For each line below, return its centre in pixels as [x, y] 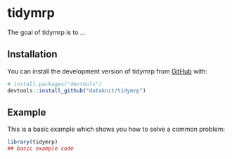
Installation [32, 54]
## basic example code [40, 148]
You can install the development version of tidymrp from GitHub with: [108, 71]
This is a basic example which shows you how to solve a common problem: [116, 129]
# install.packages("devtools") [54, 84]
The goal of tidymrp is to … [46, 32]
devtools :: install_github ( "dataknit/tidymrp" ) [77, 90]
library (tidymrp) [33, 142]
